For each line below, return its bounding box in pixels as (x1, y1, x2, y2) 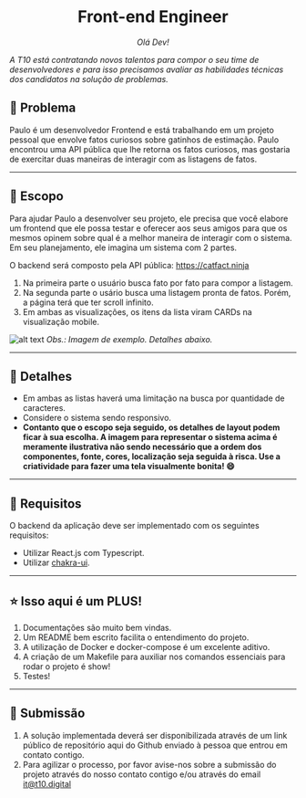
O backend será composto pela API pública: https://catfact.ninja (9, 259, 250, 270)
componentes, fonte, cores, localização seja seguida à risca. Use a (22, 451, 280, 462)
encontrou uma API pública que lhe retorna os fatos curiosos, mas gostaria (9, 143, 291, 154)
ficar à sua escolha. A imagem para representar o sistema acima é (22, 432, 278, 443)
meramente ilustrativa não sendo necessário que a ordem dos (22, 441, 262, 453)
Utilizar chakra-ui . (22, 557, 90, 568)
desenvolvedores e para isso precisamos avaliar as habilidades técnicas (9, 64, 284, 75)
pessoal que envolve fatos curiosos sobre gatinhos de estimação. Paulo (9, 134, 280, 145)
